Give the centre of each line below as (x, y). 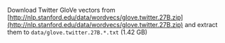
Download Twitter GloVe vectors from (61, 10)
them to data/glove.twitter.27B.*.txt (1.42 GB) (77, 32)
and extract (201, 25)
